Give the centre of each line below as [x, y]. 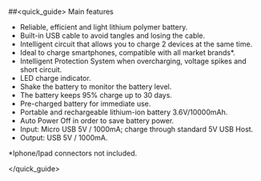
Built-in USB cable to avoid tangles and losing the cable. [112, 36]
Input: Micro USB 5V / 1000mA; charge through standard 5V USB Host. [137, 129]
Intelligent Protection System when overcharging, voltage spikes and [133, 61]
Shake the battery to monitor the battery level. [96, 86]
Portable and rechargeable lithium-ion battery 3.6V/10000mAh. [124, 112]
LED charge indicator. [55, 78]
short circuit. [41, 70]
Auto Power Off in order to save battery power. [97, 121]
